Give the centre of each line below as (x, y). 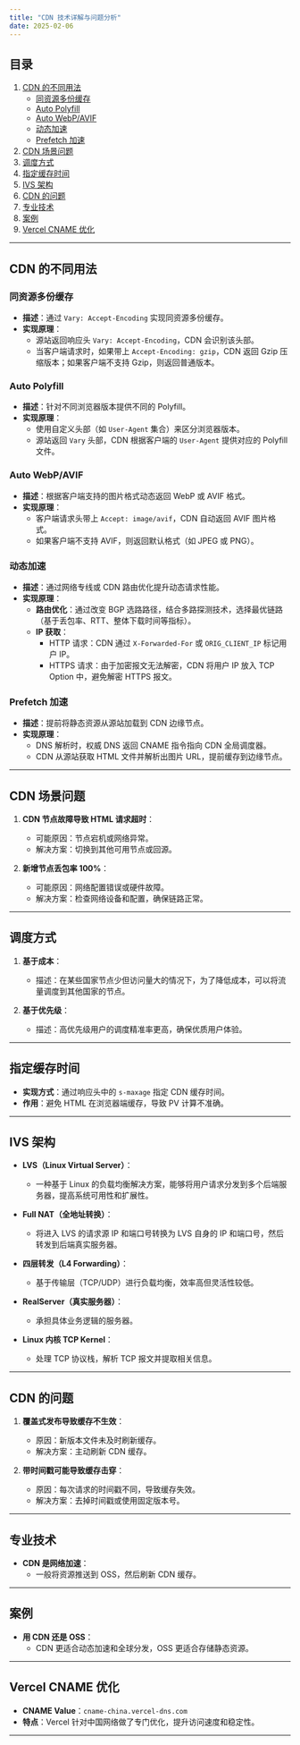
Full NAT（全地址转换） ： (67, 1215)
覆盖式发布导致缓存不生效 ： (73, 1421)
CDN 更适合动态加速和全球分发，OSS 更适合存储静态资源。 (145, 1648)
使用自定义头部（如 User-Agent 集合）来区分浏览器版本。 (140, 429)
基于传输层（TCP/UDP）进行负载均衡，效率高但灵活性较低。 (147, 1283)
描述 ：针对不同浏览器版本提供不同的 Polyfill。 (106, 407)
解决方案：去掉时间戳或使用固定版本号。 (110, 1501)
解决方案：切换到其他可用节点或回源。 (106, 849)
